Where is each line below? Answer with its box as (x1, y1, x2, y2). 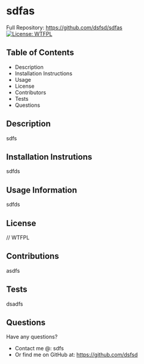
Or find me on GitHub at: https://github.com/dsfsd (14, 351, 138, 359)
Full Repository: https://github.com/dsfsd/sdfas (6, 24, 122, 31)
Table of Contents (6, 48, 75, 58)
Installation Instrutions (6, 152, 93, 162)
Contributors (14, 88, 47, 96)
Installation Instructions (14, 70, 73, 77)
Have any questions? (6, 333, 58, 341)
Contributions (6, 251, 59, 261)
